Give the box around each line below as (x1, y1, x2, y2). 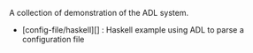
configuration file (21, 34, 85, 44)
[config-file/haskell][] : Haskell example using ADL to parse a (21, 25, 245, 34)
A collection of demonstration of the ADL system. (9, 8, 188, 18)
